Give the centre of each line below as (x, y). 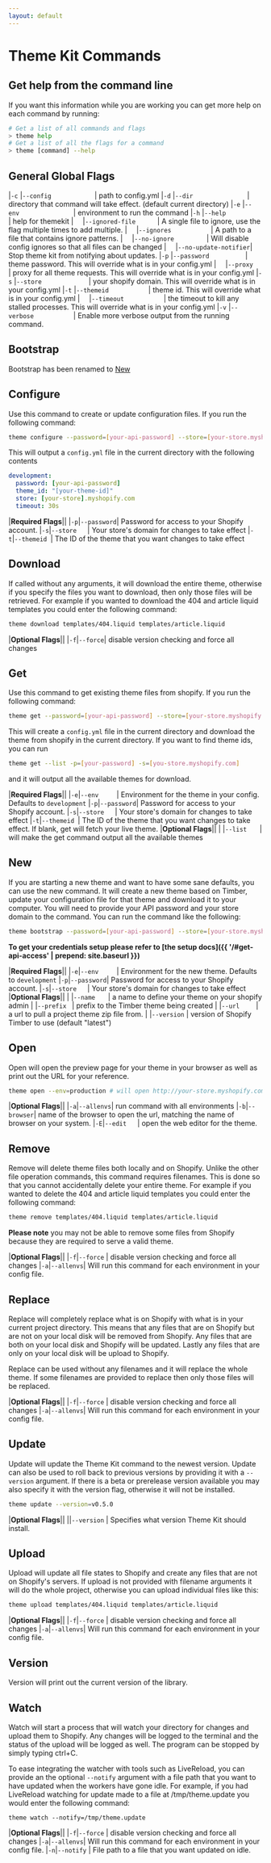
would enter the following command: (69, 1802)
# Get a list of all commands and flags (77, 128)
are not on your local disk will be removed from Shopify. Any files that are (130, 1336)
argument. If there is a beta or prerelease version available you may (148, 1481)
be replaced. (29, 1386)
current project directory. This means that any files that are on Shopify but (131, 1327)
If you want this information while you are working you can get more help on (135, 105)
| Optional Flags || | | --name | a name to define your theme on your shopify (135, 997)
